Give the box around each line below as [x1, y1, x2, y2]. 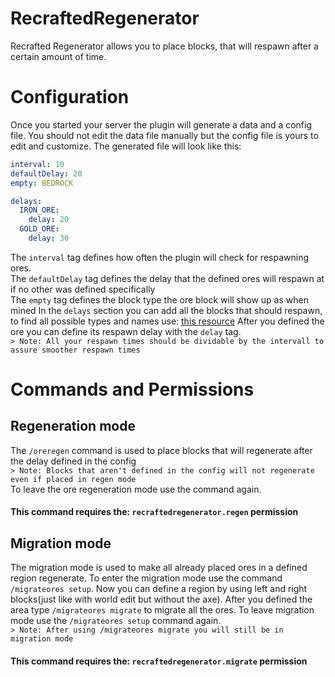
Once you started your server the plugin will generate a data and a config [10, 118, 313, 131]
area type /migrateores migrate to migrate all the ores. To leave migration [10, 604, 315, 616]
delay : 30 [28, 233, 70, 243]
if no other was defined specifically [10, 283, 156, 295]
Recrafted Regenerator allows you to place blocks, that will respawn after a [10, 40, 319, 52]
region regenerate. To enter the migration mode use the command [10, 572, 283, 584]
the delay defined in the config [10, 455, 137, 467]
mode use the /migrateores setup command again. [10, 615, 222, 627]
